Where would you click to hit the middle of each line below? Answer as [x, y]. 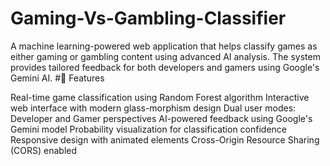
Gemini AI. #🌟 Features [57, 78]
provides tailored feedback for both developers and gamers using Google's [165, 67]
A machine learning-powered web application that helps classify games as [164, 46]
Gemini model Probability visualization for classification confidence [149, 129]
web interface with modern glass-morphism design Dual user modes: [153, 108]
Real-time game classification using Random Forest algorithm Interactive [160, 97]
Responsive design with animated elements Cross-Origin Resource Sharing [165, 139]
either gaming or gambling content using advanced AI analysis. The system [165, 56]
